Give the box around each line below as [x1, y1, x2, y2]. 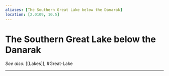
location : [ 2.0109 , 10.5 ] [5, 12, 59, 17]
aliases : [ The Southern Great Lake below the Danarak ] [5, 7, 123, 12]
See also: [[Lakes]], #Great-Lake [5, 60, 73, 66]
